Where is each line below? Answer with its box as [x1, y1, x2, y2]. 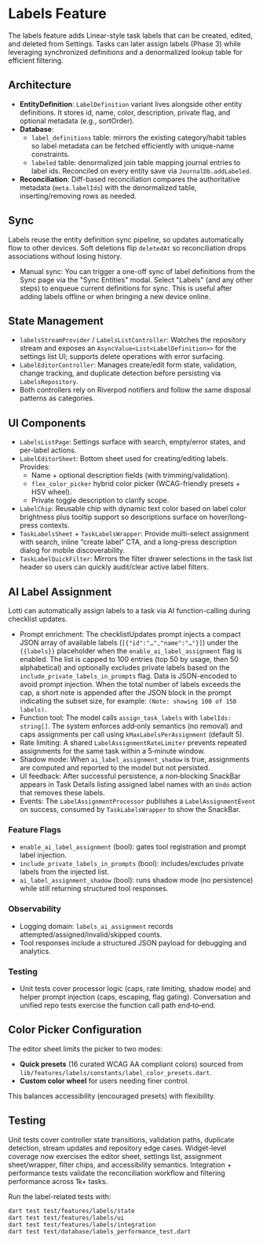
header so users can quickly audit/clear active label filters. [19, 562, 210, 572]
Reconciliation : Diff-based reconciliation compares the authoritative [19, 174, 241, 184]
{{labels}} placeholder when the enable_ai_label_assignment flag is [19, 646, 243, 656]
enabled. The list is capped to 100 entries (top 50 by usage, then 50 [19, 655, 239, 664]
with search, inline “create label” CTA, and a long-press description [19, 537, 237, 547]
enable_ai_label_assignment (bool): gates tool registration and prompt [19, 842, 247, 852]
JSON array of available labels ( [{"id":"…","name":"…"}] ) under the [19, 638, 239, 647]
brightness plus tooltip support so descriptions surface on [19, 512, 208, 522]
